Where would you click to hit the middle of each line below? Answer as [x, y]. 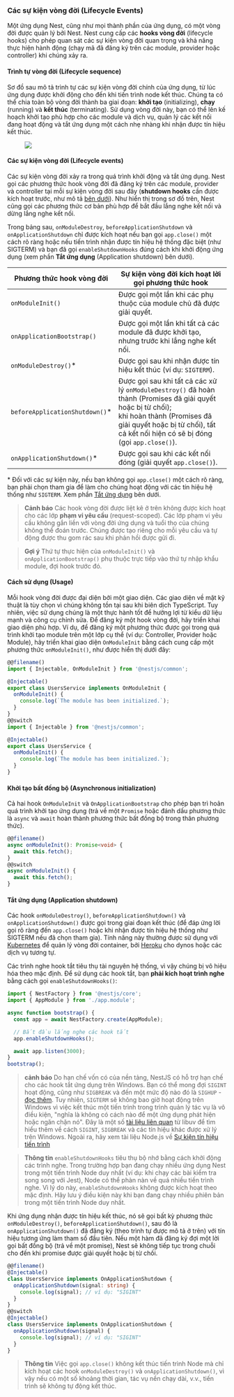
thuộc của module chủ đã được [169, 303]
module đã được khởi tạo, [160, 332]
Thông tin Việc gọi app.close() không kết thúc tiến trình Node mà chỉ [124, 1364]
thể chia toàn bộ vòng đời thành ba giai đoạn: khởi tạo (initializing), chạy [111, 102]
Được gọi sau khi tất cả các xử [167, 381]
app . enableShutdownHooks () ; [54, 1038]
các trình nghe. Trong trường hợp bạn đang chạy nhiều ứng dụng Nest [125, 1166]
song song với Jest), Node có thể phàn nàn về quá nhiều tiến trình [119, 1180]
